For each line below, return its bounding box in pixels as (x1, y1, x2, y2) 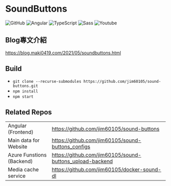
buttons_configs (51, 143, 91, 150)
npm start (12, 94, 34, 99)
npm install (12, 88, 38, 94)
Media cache (8, 166, 39, 173)
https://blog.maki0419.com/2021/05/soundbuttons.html (5, 49, 121, 56)
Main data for (8, 137, 40, 144)
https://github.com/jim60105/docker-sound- (51, 166, 161, 173)
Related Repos (5, 108, 52, 116)
